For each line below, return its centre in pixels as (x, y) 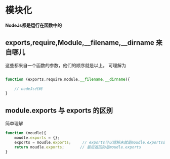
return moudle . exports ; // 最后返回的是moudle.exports (78, 147)
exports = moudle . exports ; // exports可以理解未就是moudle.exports (89, 142)
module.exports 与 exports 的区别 (59, 110)
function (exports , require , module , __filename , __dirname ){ (68, 79)
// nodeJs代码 (28, 89)
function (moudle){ (26, 133)
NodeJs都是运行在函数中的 (34, 25)
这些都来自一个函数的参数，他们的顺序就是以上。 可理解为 (66, 65)
